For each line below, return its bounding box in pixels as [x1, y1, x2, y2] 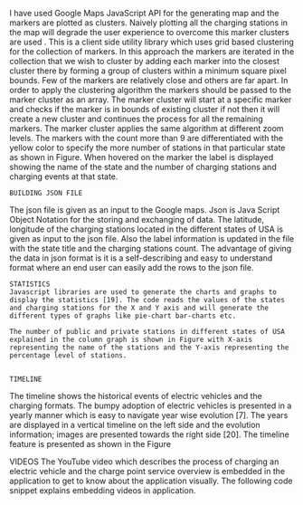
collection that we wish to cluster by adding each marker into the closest [9, 56, 280, 66]
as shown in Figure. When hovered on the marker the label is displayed [9, 152, 274, 162]
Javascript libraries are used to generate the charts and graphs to [9, 288, 278, 297]
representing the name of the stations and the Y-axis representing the [9, 343, 289, 352]
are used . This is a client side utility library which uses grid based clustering [9, 36, 294, 47]
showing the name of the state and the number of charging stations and [9, 162, 278, 172]
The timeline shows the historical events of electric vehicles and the [9, 391, 262, 401]
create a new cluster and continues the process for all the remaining [9, 113, 264, 124]
